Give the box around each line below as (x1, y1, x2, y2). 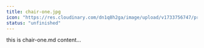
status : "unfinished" (6, 20, 61, 26)
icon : (6, 14, 20, 20)
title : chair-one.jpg (6, 8, 61, 15)
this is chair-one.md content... (6, 37, 81, 44)
